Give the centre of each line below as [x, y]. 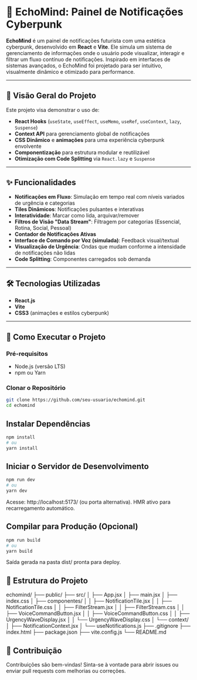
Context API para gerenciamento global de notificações [82, 134]
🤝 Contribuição [34, 650]
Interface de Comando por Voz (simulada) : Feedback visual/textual [97, 240]
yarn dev [17, 491]
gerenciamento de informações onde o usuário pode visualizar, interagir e [95, 53]
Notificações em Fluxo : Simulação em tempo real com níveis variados [99, 196]
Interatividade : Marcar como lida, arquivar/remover [77, 215]
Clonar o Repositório [36, 387]
